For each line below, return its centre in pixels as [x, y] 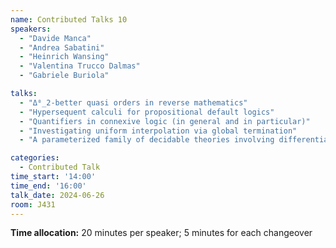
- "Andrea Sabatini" [62, 47]
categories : [35, 158]
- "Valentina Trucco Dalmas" [80, 66]
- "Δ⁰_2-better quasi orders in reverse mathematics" [133, 102]
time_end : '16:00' [48, 186]
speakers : [31, 29]
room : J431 [33, 204]
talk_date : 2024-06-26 [57, 195]
